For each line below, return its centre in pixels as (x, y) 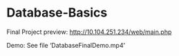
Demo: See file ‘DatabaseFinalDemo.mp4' (66, 45)
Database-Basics (57, 13)
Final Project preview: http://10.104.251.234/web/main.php (89, 32)
